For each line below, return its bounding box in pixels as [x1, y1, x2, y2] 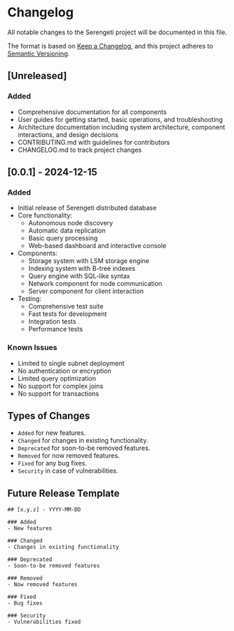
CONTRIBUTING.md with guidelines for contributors [17, 138, 171, 146]
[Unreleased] [7, 70, 68, 82]
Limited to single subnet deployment [17, 359, 124, 367]
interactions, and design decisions [17, 130, 119, 139]
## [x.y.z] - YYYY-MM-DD [7, 506, 81, 513]
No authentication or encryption [17, 366, 112, 375]
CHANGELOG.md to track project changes [17, 145, 142, 154]
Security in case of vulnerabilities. [17, 466, 119, 475]
